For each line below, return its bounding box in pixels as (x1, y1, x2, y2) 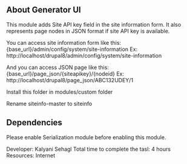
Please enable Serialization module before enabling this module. (6, 133, 166, 141)
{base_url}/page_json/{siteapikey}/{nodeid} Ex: (6, 70, 124, 77)
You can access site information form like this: (6, 39, 122, 46)
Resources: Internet (6, 151, 56, 159)
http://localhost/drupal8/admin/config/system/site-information (6, 51, 162, 59)
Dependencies (6, 117, 62, 128)
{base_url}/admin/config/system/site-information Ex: (6, 45, 138, 53)
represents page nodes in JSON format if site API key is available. (6, 27, 170, 34)
